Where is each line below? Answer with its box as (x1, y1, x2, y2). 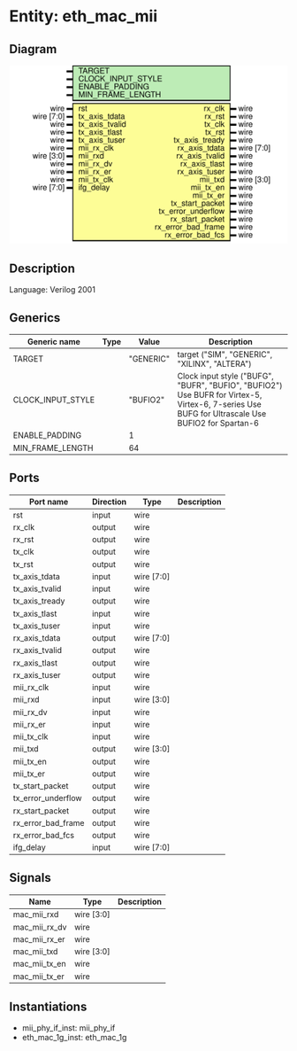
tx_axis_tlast (12, 608, 57, 619)
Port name (29, 496, 69, 507)
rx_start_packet (12, 805, 70, 816)
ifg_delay (12, 842, 46, 852)
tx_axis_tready (12, 596, 65, 606)
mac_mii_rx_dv (12, 922, 67, 932)
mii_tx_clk (12, 731, 49, 742)
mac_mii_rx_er (12, 933, 65, 945)
